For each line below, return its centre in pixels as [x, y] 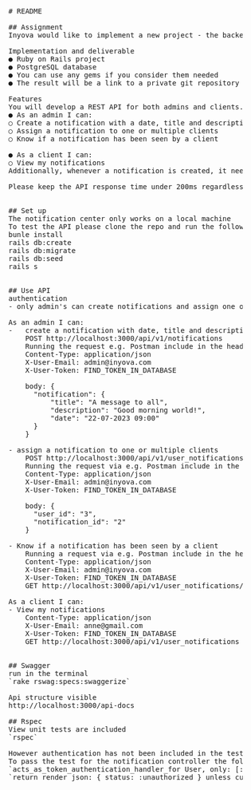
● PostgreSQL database [53, 67]
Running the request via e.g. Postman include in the [132, 466]
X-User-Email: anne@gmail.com [84, 626]
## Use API [29, 290]
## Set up [27, 211]
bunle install [36, 235]
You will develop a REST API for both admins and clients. [126, 107]
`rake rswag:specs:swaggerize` [69, 681]
